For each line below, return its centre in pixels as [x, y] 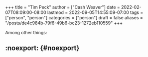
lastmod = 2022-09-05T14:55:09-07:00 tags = [95, 12]
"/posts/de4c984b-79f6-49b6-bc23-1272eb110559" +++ [64, 23]
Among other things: [26, 32]
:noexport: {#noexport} [42, 48]
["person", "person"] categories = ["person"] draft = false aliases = [74, 18]
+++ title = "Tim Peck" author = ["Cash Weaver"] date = [63, 7]
